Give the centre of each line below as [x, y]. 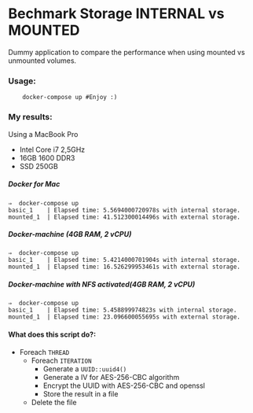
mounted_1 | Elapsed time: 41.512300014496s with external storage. [125, 217]
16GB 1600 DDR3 [47, 157]
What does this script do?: [52, 334]
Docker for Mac [34, 184]
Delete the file [54, 402]
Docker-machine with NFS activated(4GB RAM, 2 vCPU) [102, 285]
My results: [30, 117]
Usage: [22, 81]
